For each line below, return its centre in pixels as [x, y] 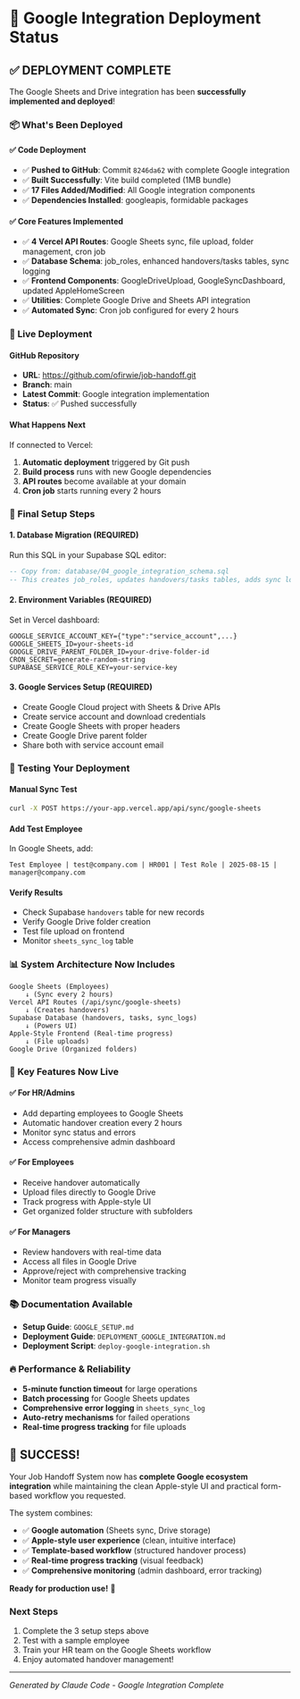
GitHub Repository [45, 355]
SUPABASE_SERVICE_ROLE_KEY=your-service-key [93, 667]
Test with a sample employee [76, 1640]
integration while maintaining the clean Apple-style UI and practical [134, 1486]
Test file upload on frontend [73, 931]
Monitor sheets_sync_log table [78, 941]
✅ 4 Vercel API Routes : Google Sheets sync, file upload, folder [138, 241]
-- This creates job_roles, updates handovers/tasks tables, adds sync [145, 579]
